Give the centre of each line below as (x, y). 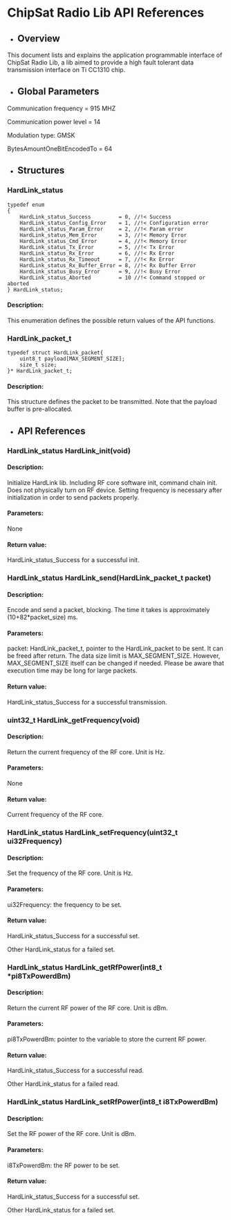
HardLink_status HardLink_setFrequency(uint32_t (93, 833)
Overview (38, 39)
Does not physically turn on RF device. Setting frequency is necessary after (115, 490)
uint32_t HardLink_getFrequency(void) (74, 720)
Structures (41, 170)
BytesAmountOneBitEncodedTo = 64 (60, 149)
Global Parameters (58, 92)
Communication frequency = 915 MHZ (62, 108)
